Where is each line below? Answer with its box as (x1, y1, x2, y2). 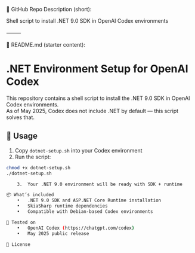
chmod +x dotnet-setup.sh (6, 164, 70, 170)
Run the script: (14, 153, 51, 160)
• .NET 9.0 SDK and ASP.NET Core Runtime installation (17, 197, 162, 203)
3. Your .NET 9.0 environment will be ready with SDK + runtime (17, 181, 183, 187)
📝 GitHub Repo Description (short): (6, 6, 92, 13)
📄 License (6, 241, 31, 248)
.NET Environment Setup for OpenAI (6, 62, 189, 76)
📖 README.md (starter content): (6, 41, 85, 48)
